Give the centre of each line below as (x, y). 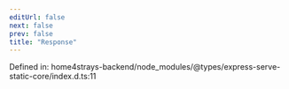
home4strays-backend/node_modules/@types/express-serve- (166, 67)
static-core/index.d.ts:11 (53, 77)
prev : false (31, 33)
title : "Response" (43, 42)
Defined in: (29, 67)
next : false (31, 26)
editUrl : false (37, 17)
